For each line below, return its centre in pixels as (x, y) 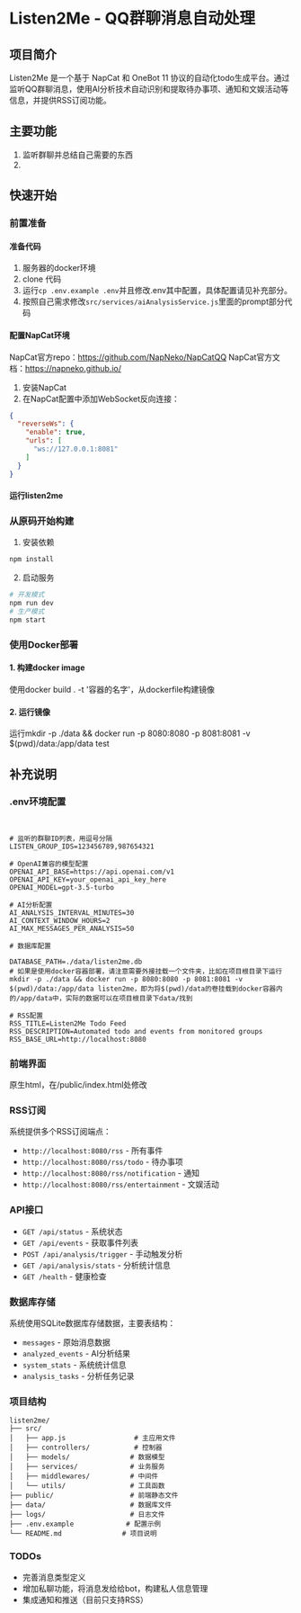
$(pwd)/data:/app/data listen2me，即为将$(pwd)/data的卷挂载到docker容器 (143, 989)
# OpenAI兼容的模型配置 (49, 864)
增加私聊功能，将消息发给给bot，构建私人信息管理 (115, 1588)
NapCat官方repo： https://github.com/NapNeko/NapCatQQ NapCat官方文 (145, 357)
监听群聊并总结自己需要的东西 (77, 155)
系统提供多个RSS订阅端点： (60, 1132)
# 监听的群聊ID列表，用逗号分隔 (61, 838)
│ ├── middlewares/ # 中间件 (84, 1476)
